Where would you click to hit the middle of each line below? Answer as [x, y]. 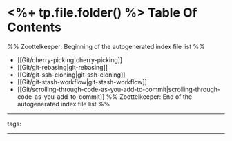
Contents [35, 27]
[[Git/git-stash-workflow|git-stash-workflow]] [82, 82]
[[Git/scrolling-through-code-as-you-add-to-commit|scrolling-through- [119, 89]
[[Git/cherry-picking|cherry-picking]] [70, 59]
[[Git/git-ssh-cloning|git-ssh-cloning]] [71, 75]
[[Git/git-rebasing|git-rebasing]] [62, 67]
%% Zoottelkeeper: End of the [149, 96]
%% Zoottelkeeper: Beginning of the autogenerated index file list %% [106, 46]
